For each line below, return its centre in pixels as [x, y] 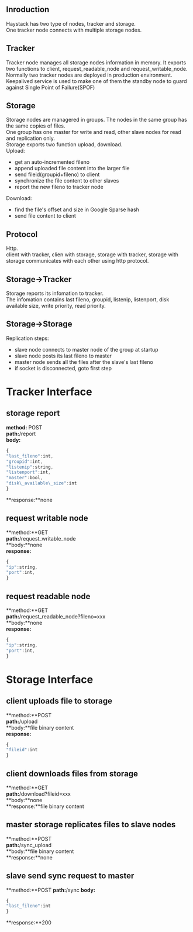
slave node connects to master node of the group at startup [87, 349]
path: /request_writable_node [41, 538]
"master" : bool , [25, 478]
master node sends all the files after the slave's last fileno [84, 362]
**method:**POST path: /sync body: [51, 890]
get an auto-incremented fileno [52, 162]
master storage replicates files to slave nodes [91, 825]
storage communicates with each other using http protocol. [77, 261]
